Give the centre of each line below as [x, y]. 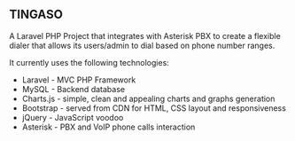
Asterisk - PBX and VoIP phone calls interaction [109, 127]
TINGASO [36, 15]
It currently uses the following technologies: [89, 62]
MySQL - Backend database [74, 89]
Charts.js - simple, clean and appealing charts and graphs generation [148, 98]
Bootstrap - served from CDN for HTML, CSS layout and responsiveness [154, 108]
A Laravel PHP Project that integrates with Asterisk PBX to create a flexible [145, 35]
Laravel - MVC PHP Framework [79, 80]
